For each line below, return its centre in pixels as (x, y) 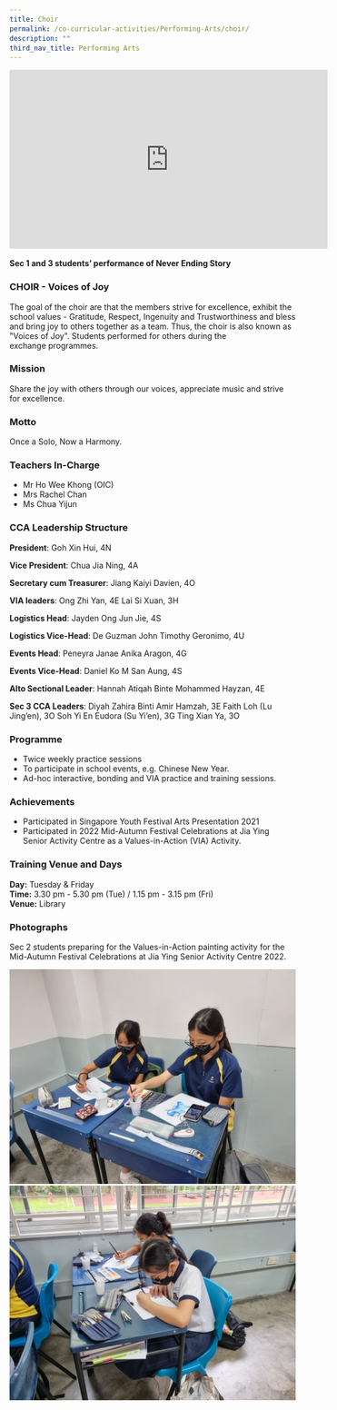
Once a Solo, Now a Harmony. (66, 442)
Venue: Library (38, 903)
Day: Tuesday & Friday (52, 884)
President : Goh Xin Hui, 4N (60, 547)
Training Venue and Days (66, 865)
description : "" (40, 38)
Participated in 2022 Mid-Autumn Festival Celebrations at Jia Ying (146, 831)
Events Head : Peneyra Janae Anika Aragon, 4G (99, 653)
